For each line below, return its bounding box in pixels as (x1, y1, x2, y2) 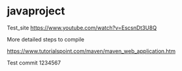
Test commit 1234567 (7, 59, 61, 66)
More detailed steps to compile (7, 35, 84, 43)
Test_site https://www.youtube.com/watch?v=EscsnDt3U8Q (7, 24, 157, 31)
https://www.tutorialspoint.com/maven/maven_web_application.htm (7, 47, 176, 55)
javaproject (7, 4, 66, 18)
